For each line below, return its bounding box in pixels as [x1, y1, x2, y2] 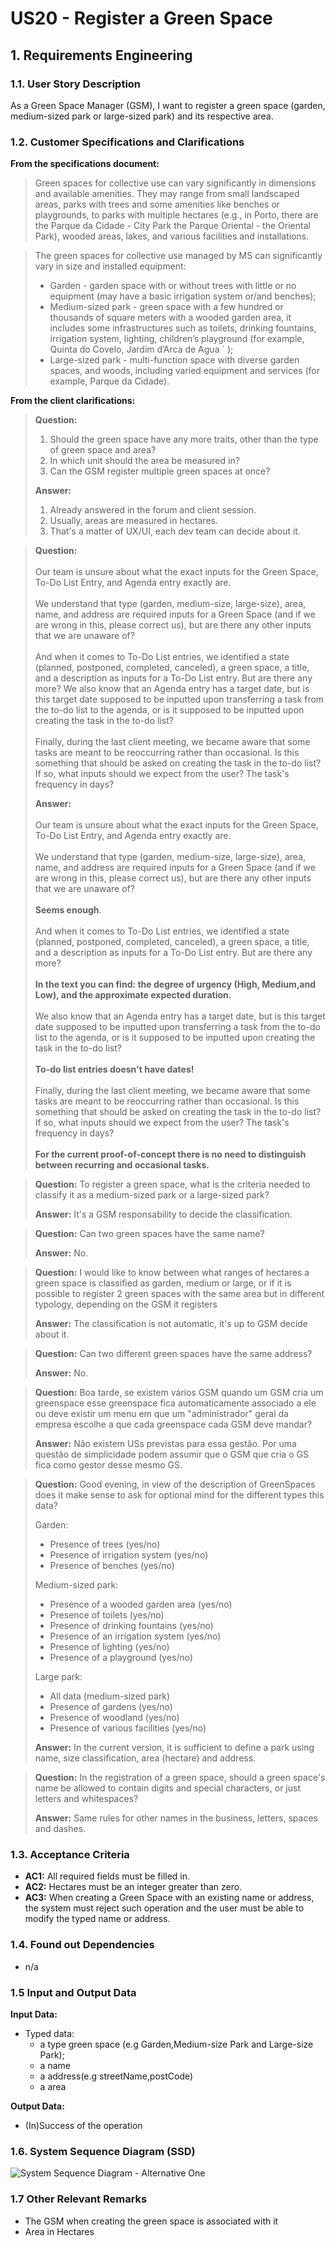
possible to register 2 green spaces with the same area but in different [34, 1288, 325, 1300]
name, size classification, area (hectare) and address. [34, 1752, 257, 1764]
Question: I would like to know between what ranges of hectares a [34, 1267, 310, 1279]
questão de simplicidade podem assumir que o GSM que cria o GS [34, 1448, 309, 1461]
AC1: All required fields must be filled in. [24, 1870, 191, 1882]
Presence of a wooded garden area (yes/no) [49, 1598, 233, 1611]
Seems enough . [34, 904, 102, 916]
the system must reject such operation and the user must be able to [24, 1902, 305, 1914]
